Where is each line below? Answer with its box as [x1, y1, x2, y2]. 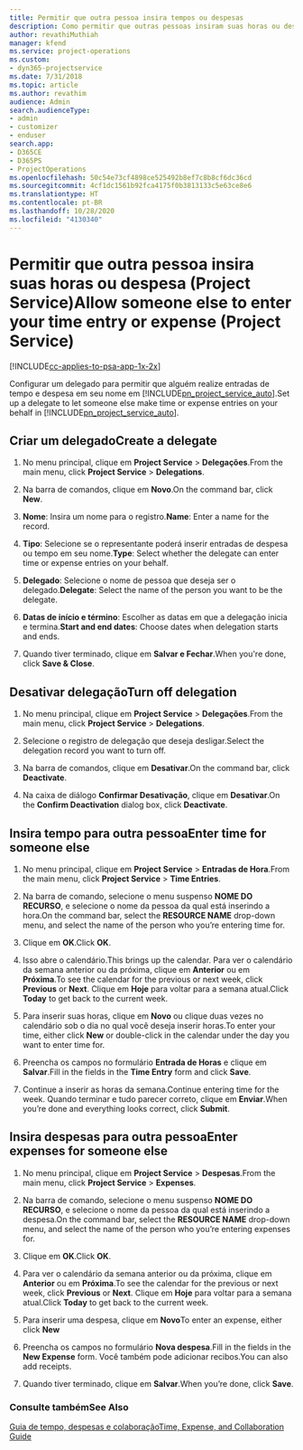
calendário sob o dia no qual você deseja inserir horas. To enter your [22, 1021, 276, 1031]
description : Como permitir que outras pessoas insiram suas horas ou [9, 22, 280, 31]
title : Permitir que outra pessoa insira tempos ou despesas [9, 13, 244, 23]
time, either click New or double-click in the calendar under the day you [22, 1030, 290, 1040]
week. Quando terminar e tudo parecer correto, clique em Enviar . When [22, 1094, 288, 1104]
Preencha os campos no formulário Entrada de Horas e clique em [22, 1057, 268, 1068]
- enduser [9, 131, 47, 140]
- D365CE [9, 147, 42, 156]
